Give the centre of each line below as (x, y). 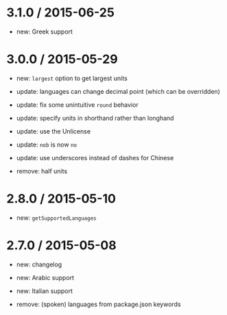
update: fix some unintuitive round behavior (77, 105)
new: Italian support (45, 291)
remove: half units (42, 171)
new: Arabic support (45, 277)
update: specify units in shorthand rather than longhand (95, 118)
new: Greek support (45, 32)
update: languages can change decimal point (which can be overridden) (118, 91)
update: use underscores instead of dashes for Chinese (95, 157)
